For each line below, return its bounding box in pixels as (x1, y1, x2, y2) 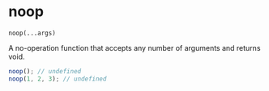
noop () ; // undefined (8, 67, 82, 75)
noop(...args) (8, 29, 57, 37)
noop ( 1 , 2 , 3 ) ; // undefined (8, 75, 107, 83)
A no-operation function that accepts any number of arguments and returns (8, 43, 261, 52)
